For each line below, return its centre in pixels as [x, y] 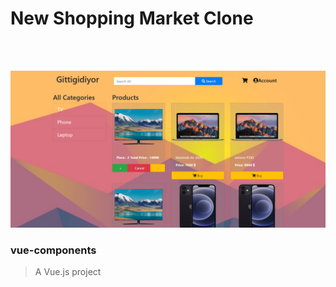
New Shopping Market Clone [132, 18]
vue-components [53, 250]
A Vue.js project [68, 272]
